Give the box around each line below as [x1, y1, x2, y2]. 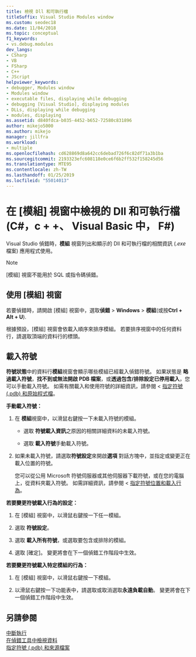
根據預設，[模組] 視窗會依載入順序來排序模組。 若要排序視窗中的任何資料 [6, 325, 183, 332]
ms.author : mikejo [6, 128, 51, 135]
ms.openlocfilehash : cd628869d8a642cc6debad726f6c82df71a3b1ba [6, 150, 164, 156]
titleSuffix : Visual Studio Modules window [6, 14, 114, 20]
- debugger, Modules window [6, 85, 75, 91]
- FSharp [6, 63, 27, 69]
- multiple [6, 145, 33, 151]
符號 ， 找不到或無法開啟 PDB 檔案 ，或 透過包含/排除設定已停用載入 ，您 [21, 375, 190, 382]
